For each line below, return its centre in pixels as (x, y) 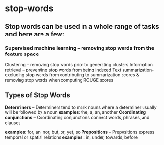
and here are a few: (35, 34)
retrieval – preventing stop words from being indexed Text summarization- (80, 70)
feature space (22, 54)
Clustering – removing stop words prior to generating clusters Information (79, 64)
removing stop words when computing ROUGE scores (59, 80)
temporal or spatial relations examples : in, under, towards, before (72, 137)
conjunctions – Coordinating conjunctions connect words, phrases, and (77, 117)
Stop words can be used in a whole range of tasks (82, 27)
